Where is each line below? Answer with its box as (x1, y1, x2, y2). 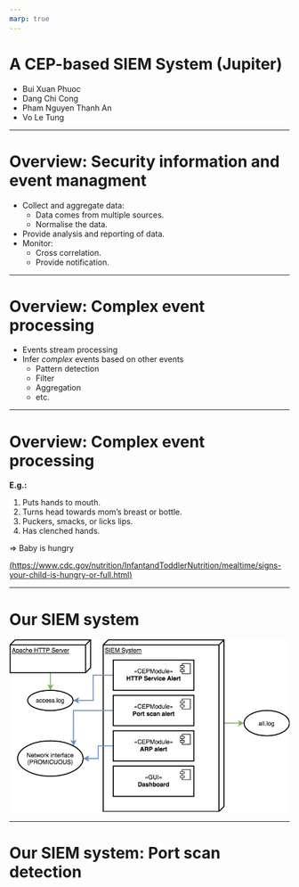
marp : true (9, 14, 50, 23)
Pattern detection (35, 364, 100, 374)
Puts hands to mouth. (21, 497, 101, 508)
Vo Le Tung (21, 111, 65, 122)
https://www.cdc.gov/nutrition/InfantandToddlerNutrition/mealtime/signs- (12, 560, 282, 571)
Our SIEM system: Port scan (9, 843, 221, 863)
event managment (9, 170, 147, 191)
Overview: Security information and (9, 152, 280, 171)
